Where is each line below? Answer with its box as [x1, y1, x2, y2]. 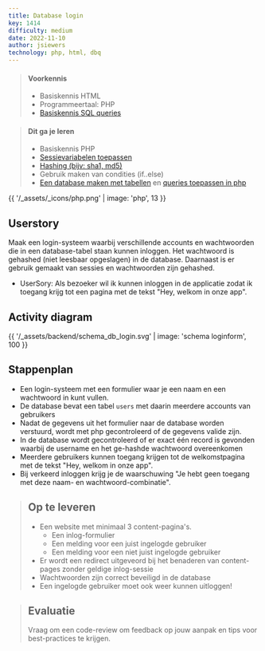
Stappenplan [8, 363, 73, 377]
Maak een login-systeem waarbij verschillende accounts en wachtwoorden [8, 238, 255, 247]
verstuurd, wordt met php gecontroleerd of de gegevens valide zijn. [19, 426, 242, 436]
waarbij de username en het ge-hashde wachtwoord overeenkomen [19, 444, 244, 453]
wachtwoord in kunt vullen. [19, 393, 109, 402]
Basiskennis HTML [39, 91, 101, 101]
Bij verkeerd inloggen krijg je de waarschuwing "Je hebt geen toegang [19, 468, 251, 479]
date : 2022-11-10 [8, 34, 66, 42]
